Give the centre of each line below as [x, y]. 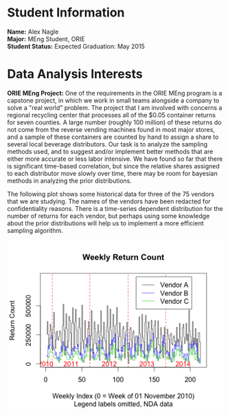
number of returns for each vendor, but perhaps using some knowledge [108, 216]
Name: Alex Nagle [33, 32]
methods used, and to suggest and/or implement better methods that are [110, 151]
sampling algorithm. [35, 230]
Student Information [66, 13]
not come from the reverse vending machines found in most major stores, [111, 129]
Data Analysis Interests [75, 74]
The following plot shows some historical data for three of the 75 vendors [111, 194]
